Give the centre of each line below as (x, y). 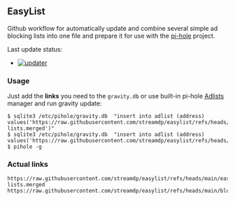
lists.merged (26, 185)
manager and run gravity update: (55, 103)
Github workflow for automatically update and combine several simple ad (113, 28)
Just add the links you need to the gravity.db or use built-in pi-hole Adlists (116, 96)
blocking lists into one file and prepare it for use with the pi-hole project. (111, 36)
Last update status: (35, 49)
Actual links (28, 165)
